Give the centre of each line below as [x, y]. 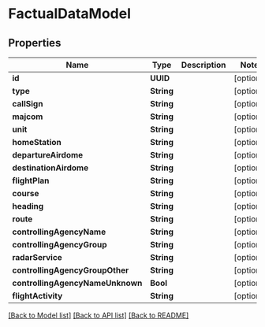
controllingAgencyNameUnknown [77, 283]
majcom [28, 117]
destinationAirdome [50, 168]
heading [28, 206]
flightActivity [37, 296]
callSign [28, 104]
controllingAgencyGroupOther [71, 270]
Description [203, 65]
